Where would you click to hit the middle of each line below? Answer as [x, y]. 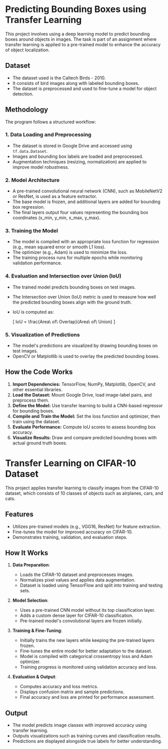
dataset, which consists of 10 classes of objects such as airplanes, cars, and [84, 493]
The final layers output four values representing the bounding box [80, 213]
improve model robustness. [41, 167]
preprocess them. [31, 400]
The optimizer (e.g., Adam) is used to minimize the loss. [70, 252]
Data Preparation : [31, 565]
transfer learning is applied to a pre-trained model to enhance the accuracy [83, 44]
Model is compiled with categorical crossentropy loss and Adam [86, 657]
